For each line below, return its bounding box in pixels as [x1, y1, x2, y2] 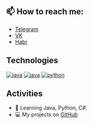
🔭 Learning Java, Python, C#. [14, 104, 88, 111]
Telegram [14, 25, 39, 33]
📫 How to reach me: [6, 7, 84, 17]
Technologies [6, 55, 59, 66]
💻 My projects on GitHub [14, 111, 78, 118]
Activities [6, 89, 43, 99]
